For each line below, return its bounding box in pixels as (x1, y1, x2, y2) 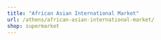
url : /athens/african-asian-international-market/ (7, 16, 155, 23)
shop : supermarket (7, 22, 60, 29)
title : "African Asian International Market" (7, 9, 139, 17)
